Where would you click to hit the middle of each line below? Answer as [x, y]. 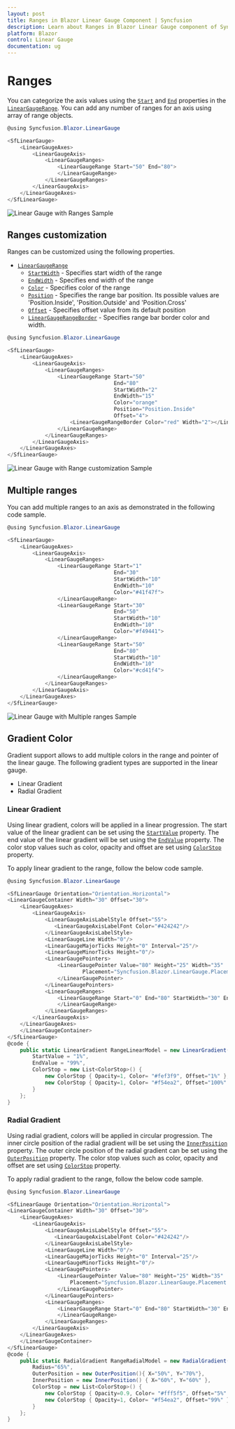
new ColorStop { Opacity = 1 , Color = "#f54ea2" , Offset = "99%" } [137, 1400]
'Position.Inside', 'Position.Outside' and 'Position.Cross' [107, 303]
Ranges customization [57, 235]
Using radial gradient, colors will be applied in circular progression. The [110, 1135]
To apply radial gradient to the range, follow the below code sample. [106, 1179]
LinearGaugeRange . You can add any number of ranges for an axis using [109, 108]
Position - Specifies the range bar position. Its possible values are [123, 295]
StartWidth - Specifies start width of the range [95, 273]
